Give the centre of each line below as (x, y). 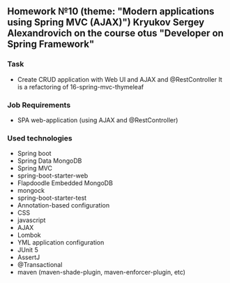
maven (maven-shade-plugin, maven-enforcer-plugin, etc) (101, 273)
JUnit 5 (28, 250)
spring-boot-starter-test (52, 198)
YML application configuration (61, 242)
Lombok (29, 235)
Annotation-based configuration (63, 205)
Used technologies (40, 138)
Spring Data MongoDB (49, 161)
